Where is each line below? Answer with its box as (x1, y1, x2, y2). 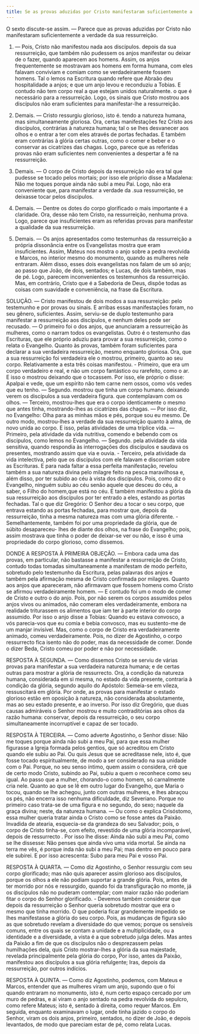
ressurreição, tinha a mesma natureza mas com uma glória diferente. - (6, 513, 178, 520)
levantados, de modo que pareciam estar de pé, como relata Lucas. (6, 1021, 172, 1028)
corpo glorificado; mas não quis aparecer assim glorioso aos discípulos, (6, 869, 183, 877)
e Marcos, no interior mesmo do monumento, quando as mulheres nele (14, 254, 189, 261)
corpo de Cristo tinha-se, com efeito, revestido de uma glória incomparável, (6, 826, 192, 834)
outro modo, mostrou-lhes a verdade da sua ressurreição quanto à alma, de (6, 418, 191, 425)
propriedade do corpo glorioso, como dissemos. (6, 538, 125, 545)
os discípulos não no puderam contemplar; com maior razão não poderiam (6, 888, 189, 896)
